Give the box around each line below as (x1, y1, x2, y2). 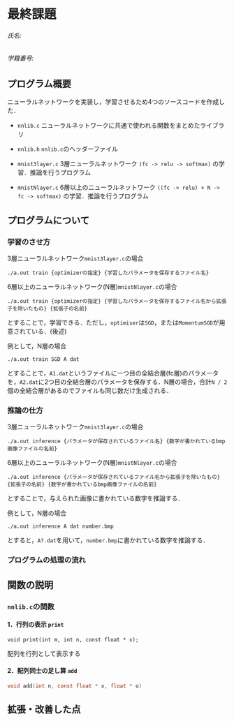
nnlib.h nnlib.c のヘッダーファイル (17, 144, 119, 154)
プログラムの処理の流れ (7, 556, 86, 565)
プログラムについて (7, 214, 89, 226)
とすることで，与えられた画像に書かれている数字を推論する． (7, 494, 184, 503)
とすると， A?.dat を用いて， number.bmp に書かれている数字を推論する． (7, 536, 210, 544)
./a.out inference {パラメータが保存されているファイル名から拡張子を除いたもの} (7, 474, 221, 481)
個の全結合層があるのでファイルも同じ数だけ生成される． (7, 387, 173, 395)
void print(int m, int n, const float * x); (7, 636, 139, 643)
